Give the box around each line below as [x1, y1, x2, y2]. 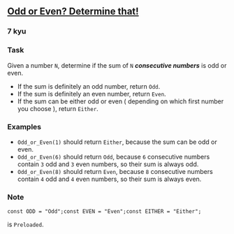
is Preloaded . [7, 220, 44, 229]
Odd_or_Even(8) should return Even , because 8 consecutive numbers [17, 167, 213, 175]
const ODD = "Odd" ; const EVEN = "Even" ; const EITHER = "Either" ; [7, 208, 202, 215]
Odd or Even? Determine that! [7, 6, 139, 17]
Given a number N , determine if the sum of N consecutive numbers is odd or [7, 61, 227, 69]
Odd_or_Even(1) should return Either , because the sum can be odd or [17, 138, 218, 146]
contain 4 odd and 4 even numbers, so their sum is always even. [17, 175, 202, 183]
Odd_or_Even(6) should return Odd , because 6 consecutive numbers [17, 152, 210, 161]
